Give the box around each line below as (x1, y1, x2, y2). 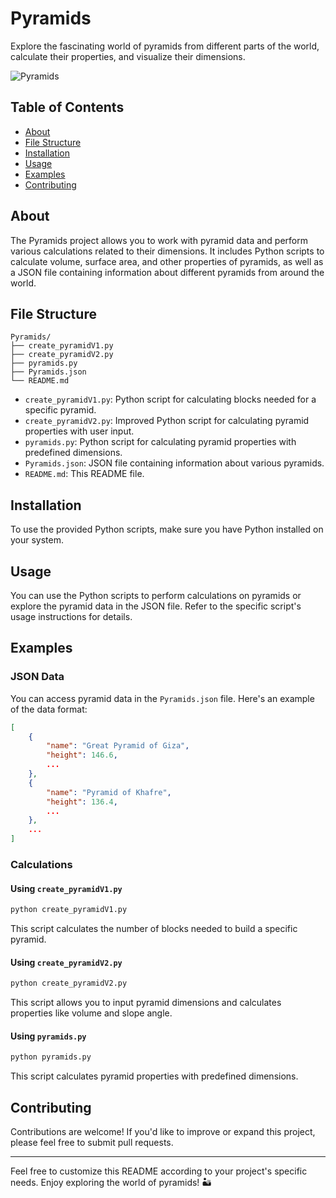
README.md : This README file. (24, 468, 145, 480)
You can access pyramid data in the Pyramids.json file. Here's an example (10, 692, 315, 704)
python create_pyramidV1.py (10, 905, 128, 915)
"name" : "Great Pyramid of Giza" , (46, 741, 190, 751)
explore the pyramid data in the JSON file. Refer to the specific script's (10, 600, 302, 612)
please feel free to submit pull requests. (10, 1137, 174, 1149)
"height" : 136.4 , (46, 797, 118, 807)
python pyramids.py (10, 1052, 92, 1062)
